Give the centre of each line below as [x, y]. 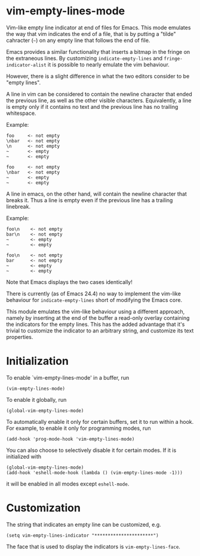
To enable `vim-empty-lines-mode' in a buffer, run [68, 377]
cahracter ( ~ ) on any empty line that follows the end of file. [78, 40]
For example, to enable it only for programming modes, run [79, 428]
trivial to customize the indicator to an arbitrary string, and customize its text [100, 331]
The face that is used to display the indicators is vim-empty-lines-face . [93, 546]
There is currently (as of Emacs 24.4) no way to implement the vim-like [93, 294]
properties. [20, 337]
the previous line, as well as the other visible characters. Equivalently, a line [99, 100]
